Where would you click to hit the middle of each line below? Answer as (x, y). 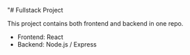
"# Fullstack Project (35, 10)
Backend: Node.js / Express (57, 44)
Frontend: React (40, 37)
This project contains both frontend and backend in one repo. (95, 23)
